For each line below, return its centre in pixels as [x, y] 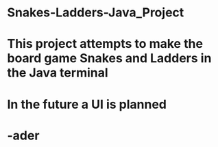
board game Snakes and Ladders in [109, 58]
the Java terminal [58, 73]
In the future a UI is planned [87, 104]
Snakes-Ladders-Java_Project [96, 13]
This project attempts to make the [105, 44]
